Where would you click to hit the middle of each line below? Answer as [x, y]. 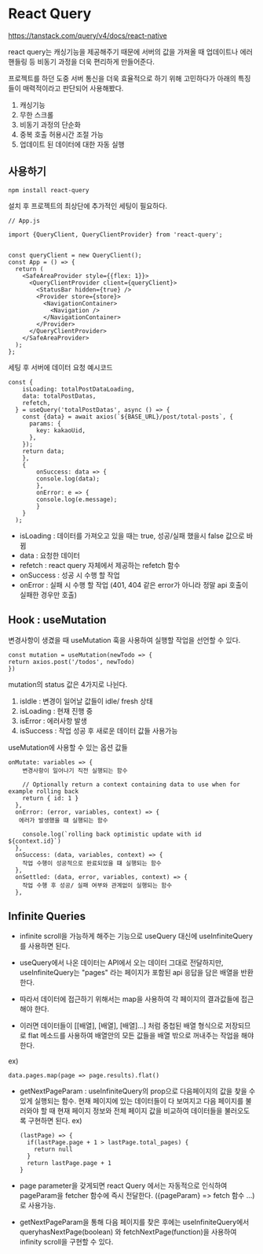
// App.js [24, 221]
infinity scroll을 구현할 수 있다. [66, 1242]
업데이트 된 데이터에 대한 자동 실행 [72, 144]
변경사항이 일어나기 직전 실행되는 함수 [75, 770]
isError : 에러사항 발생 [53, 721]
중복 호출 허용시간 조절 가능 [62, 134]
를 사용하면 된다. [45, 946]
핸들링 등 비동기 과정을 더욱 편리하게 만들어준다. [82, 61]
